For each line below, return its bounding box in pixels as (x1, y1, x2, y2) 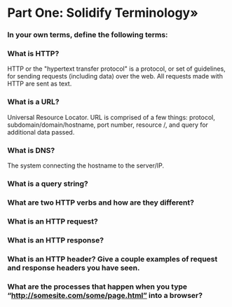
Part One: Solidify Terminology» (7, 5, 198, 21)
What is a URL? (7, 97, 60, 107)
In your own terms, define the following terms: (7, 30, 168, 40)
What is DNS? (7, 145, 55, 155)
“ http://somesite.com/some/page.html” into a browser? (7, 290, 203, 300)
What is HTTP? (7, 49, 60, 59)
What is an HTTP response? (7, 235, 104, 245)
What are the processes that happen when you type (7, 282, 188, 292)
